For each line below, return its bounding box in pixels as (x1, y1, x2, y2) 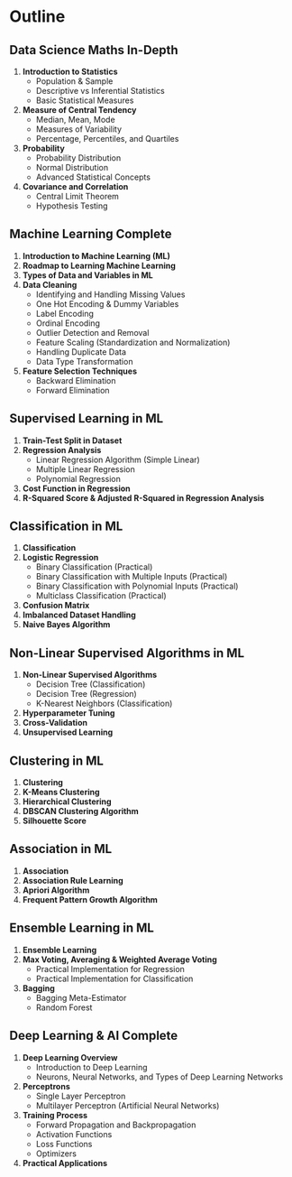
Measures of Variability (35, 124, 123, 134)
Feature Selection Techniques (22, 366, 138, 376)
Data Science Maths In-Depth (9, 42, 178, 58)
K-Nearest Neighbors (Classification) (35, 698, 173, 709)
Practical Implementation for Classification (35, 973, 194, 984)
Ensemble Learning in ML (9, 921, 155, 936)
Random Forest (35, 1002, 93, 1013)
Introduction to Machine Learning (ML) (22, 250, 171, 261)
